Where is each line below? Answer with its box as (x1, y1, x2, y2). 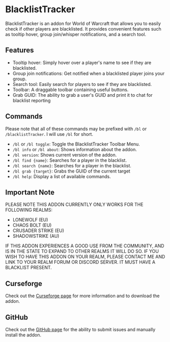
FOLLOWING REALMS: (5, 207, 53, 213)
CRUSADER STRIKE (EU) (12, 227, 64, 234)
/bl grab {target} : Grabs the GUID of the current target (12, 168, 130, 174)
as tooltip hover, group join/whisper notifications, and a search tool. (5, 31, 146, 37)
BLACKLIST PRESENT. (5, 265, 52, 271)
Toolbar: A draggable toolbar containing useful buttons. (12, 87, 129, 93)
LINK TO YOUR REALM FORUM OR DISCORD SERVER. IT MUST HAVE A (5, 259, 156, 265)
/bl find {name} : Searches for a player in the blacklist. (12, 157, 127, 163)
